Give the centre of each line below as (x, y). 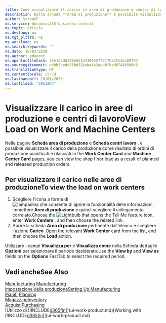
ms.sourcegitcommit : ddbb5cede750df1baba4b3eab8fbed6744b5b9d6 (72, 65)
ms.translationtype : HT (30, 70)
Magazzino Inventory (26, 300)
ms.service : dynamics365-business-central (49, 24)
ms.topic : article (24, 28)
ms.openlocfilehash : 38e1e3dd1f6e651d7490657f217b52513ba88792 (72, 61)
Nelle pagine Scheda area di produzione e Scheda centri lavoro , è (74, 143)
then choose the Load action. (42, 236)
